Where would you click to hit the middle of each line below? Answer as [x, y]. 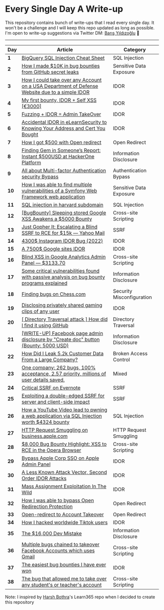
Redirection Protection [47, 506]
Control [122, 359]
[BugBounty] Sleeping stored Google [64, 212]
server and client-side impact [56, 401]
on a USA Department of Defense [60, 86]
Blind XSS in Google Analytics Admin [64, 257]
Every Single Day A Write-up [64, 9]
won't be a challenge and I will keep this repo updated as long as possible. [80, 27]
